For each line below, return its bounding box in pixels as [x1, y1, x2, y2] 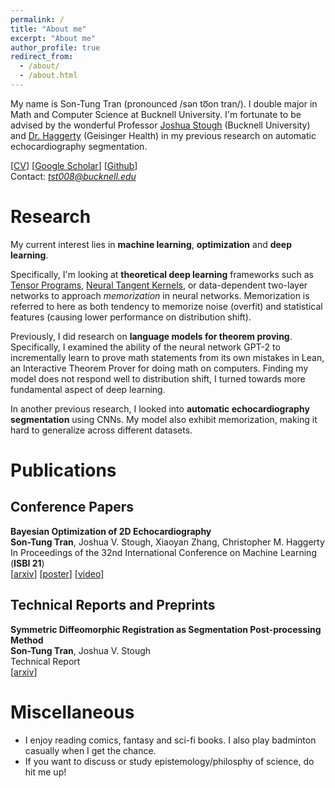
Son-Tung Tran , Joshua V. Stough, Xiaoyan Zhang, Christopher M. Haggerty [10, 536, 325, 548]
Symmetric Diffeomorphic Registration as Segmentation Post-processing [10, 623, 322, 635]
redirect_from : [10, 52, 74, 62]
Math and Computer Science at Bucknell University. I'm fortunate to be [10, 108, 302, 120]
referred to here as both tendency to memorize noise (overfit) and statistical [10, 300, 323, 312]
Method [10, 634, 44, 646]
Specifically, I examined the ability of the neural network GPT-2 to [10, 341, 281, 353]
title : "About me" [10, 24, 87, 34]
